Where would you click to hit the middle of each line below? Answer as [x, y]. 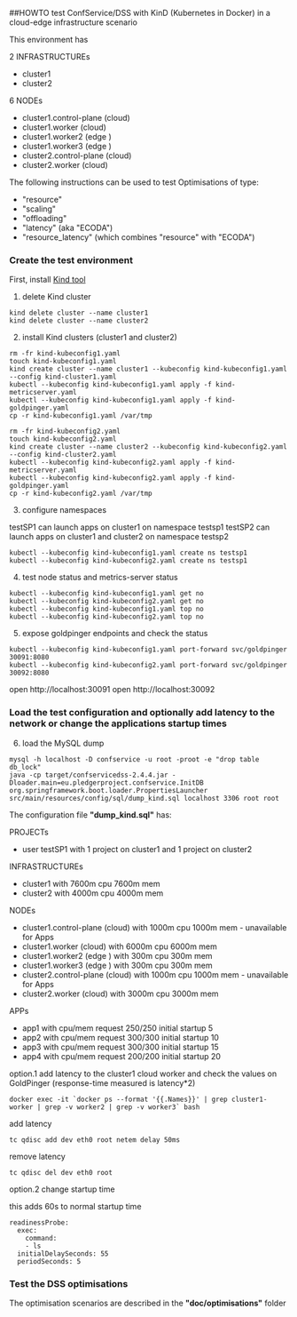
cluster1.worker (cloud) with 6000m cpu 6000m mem [119, 946]
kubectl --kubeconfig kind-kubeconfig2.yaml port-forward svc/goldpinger [148, 666]
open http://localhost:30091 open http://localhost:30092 [112, 690]
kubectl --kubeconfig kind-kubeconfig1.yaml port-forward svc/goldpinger [148, 650]
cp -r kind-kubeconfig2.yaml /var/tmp [81, 494]
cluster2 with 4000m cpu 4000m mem [93, 893]
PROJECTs [29, 832]
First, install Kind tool [47, 280]
